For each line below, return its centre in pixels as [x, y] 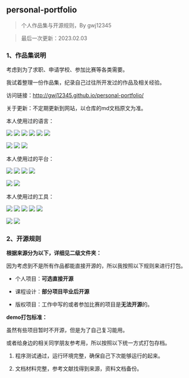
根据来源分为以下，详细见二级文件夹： [54, 253]
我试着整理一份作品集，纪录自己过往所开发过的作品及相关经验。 [85, 83]
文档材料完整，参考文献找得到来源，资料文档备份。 [78, 369]
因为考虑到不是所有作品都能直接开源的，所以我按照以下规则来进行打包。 [96, 266]
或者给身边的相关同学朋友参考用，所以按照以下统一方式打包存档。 [88, 343]
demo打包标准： [27, 318]
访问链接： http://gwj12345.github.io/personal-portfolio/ [75, 96]
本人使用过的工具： [30, 197]
